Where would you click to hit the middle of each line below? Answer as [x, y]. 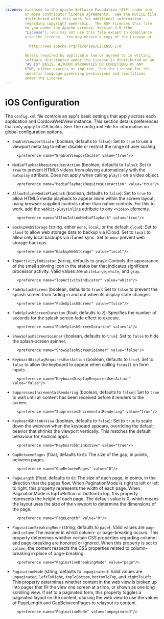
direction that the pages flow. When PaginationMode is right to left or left [85, 483]
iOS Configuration [42, 102]
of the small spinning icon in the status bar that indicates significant [80, 266]
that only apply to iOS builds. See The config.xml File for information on [77, 126]
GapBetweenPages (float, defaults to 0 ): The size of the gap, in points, [80, 454]
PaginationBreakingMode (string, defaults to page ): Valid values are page [83, 527]
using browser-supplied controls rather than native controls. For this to [83, 203]
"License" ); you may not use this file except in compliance [88, 32]
